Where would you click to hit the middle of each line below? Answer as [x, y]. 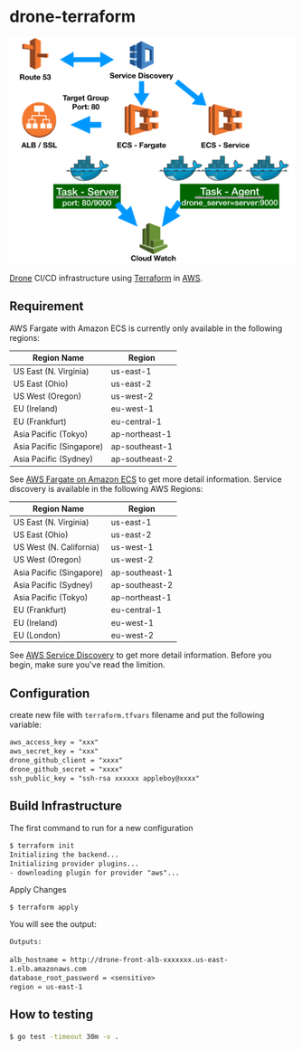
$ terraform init [42, 846]
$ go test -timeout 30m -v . [64, 1036]
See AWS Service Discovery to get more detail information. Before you [141, 655]
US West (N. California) [57, 547]
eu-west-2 [132, 635]
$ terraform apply [44, 907]
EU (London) [37, 635]
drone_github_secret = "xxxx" [66, 770]
